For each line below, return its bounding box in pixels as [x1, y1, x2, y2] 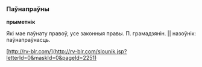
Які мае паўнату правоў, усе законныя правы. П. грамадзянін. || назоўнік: [6, 30, 197, 37]
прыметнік [6, 19, 36, 26]
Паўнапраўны [6, 5, 49, 13]
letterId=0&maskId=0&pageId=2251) [6, 54, 97, 62]
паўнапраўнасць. [6, 36, 51, 44]
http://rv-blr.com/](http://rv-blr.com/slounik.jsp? [8, 48, 127, 55]
